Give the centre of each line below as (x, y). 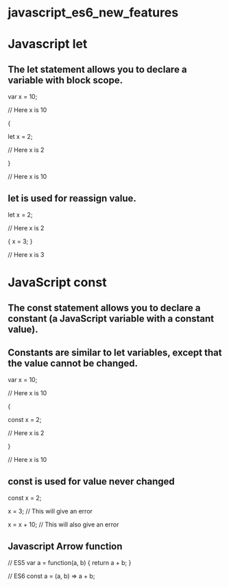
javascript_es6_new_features (93, 13)
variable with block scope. (65, 80)
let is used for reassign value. (72, 198)
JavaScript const (57, 283)
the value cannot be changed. (73, 363)
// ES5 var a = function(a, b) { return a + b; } (70, 563)
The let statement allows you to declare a (97, 69)
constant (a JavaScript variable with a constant (111, 319)
